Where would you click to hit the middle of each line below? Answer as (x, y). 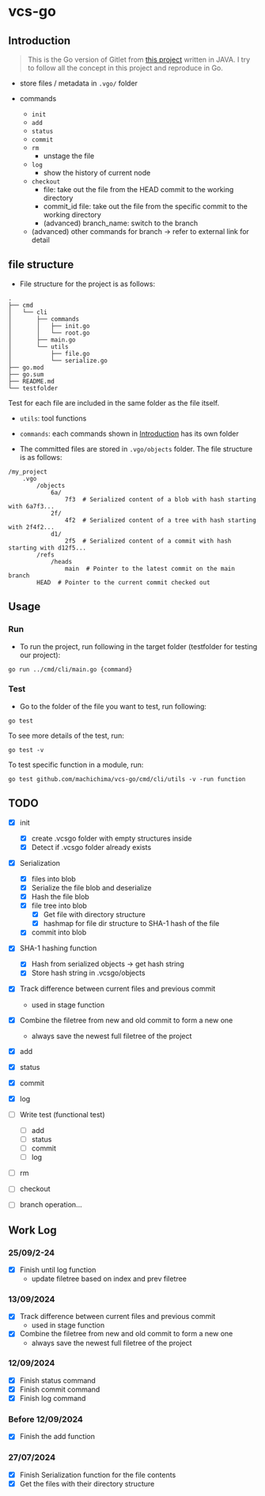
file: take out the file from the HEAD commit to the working (138, 189)
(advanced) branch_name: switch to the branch (121, 223)
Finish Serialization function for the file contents (98, 1475)
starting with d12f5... (47, 548)
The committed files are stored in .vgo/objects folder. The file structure (136, 448)
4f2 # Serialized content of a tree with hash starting (161, 520)
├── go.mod (26, 367)
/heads (61, 561)
